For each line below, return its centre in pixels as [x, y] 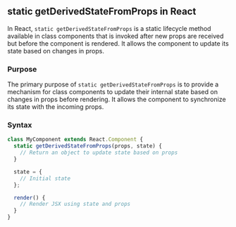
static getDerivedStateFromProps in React [102, 12]
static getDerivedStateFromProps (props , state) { [88, 146]
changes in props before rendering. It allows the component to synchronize [117, 99]
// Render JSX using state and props [75, 204]
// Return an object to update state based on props [99, 153]
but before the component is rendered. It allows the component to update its [118, 43]
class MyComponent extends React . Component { [75, 140]
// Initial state [45, 179]
